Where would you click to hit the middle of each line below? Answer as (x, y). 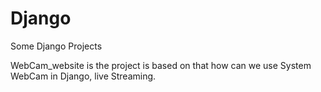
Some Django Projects (56, 46)
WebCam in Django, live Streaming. (83, 76)
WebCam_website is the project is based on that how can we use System (161, 65)
